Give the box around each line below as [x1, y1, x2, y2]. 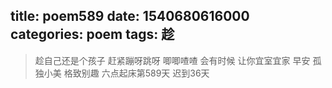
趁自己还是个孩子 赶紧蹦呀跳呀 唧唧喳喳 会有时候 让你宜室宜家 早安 [34, 54, 311, 66]
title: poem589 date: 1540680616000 [10, 8, 250, 25]
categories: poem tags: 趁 [10, 26, 175, 43]
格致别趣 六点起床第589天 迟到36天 [63, 67, 210, 79]
